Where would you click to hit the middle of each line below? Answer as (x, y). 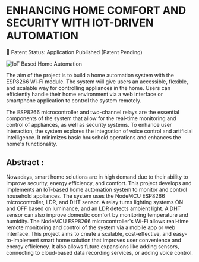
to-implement (23, 240)
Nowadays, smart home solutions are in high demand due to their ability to (97, 177)
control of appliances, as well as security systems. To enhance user (89, 124)
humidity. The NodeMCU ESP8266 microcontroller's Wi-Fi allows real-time (97, 221)
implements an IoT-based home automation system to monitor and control (97, 189)
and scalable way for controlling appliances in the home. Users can (89, 88)
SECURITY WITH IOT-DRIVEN (80, 23)
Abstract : (25, 162)
